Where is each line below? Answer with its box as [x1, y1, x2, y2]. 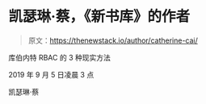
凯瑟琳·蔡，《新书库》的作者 [8, 7, 191, 26]
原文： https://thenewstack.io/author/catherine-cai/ [27, 35, 198, 45]
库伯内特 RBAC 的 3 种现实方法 [8, 52, 111, 62]
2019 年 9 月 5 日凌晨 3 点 [8, 69, 95, 79]
